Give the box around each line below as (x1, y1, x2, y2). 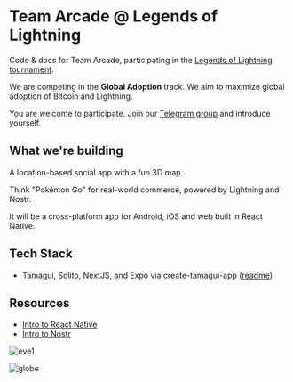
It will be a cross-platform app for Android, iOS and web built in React (9, 211, 264, 222)
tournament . (9, 64, 55, 75)
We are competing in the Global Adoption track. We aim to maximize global (9, 81, 286, 92)
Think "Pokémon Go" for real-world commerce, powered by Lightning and (9, 184, 280, 195)
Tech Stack (9, 247, 73, 262)
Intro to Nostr (21, 329, 71, 339)
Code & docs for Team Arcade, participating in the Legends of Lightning (9, 54, 273, 65)
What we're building (9, 143, 123, 158)
